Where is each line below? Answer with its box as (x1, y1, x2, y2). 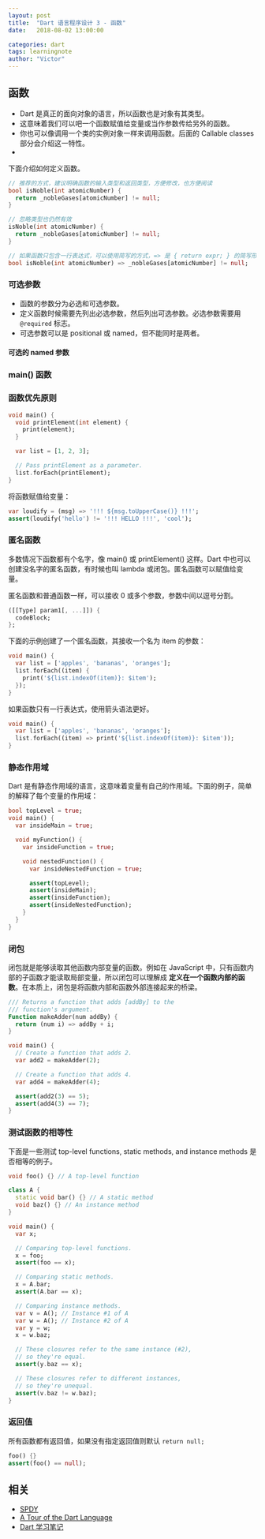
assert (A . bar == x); (15, 1288, 83, 1296)
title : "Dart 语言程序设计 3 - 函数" (8, 19, 126, 27)
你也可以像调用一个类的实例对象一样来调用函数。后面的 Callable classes (19, 128, 255, 138)
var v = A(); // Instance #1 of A (15, 1309, 129, 1317)
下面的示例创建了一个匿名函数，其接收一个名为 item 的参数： (8, 636, 207, 646)
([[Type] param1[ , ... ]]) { (8, 606, 101, 614)
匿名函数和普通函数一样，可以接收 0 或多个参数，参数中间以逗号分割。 (8, 590, 238, 600)
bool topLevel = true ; (8, 807, 83, 815)
